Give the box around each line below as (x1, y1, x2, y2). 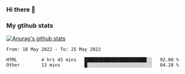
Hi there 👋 (6, 5, 36, 14)
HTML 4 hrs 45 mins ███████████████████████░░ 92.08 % (6, 57, 180, 63)
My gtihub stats (6, 21, 54, 29)
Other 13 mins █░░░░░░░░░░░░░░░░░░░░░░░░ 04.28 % (6, 62, 180, 68)
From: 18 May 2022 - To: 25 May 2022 (6, 47, 101, 53)
